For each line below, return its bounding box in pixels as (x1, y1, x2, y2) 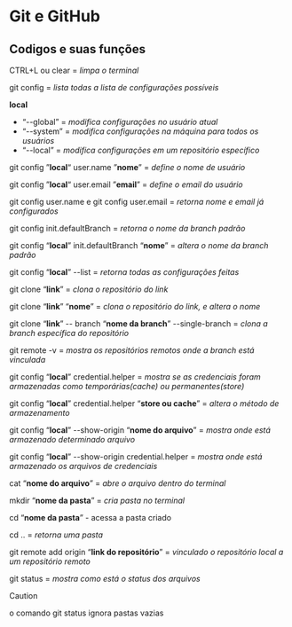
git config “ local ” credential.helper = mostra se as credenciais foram (9, 372, 262, 382)
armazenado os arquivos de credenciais (9, 461, 158, 471)
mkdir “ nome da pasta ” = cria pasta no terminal (9, 495, 185, 506)
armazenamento (9, 408, 70, 418)
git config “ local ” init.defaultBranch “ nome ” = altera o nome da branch (9, 240, 269, 250)
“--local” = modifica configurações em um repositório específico (21, 145, 260, 155)
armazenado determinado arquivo (9, 435, 136, 444)
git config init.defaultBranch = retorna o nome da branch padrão (9, 223, 246, 233)
